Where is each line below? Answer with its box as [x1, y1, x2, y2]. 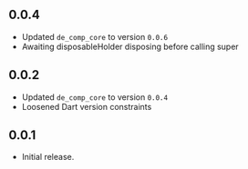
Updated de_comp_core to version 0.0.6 [21, 31, 169, 42]
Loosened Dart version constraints [21, 101, 152, 112]
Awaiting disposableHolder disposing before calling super [21, 41, 239, 52]
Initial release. [21, 152, 75, 163]
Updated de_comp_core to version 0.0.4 [21, 91, 169, 103]
